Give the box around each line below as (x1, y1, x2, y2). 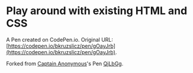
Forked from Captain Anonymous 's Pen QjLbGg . (6, 60, 124, 67)
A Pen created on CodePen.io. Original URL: (6, 36, 114, 43)
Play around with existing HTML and (6, 4, 188, 18)
